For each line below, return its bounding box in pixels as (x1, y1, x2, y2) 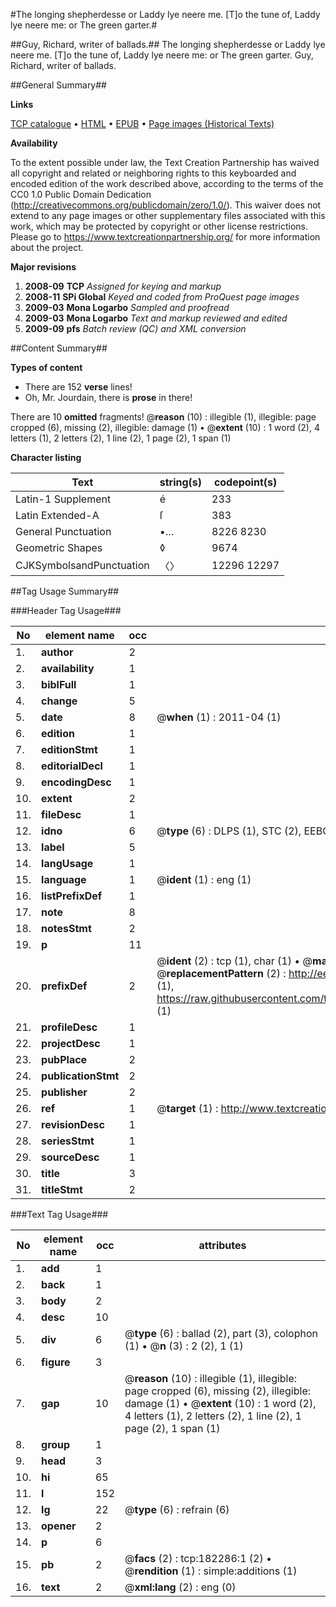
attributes (198, 1239, 247, 1252)
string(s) (159, 475, 203, 489)
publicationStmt (41, 1069, 120, 1083)
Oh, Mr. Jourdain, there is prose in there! (24, 392, 193, 403)
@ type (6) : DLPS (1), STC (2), (156, 824, 302, 838)
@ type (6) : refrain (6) (124, 1503, 230, 1516)
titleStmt (41, 1183, 83, 1196)
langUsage (41, 857, 94, 870)
